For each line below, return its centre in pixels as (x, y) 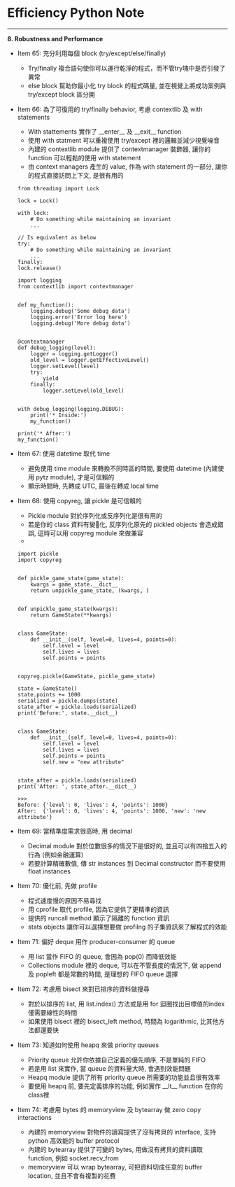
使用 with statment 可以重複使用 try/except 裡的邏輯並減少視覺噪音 (124, 140)
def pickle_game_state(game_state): (71, 578)
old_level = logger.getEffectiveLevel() (90, 360)
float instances (49, 871)
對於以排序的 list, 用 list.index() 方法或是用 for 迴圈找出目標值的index (126, 1004)
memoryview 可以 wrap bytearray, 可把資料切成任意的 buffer (115, 1167)
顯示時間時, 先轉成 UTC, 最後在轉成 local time (93, 486)
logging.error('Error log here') (79, 317)
